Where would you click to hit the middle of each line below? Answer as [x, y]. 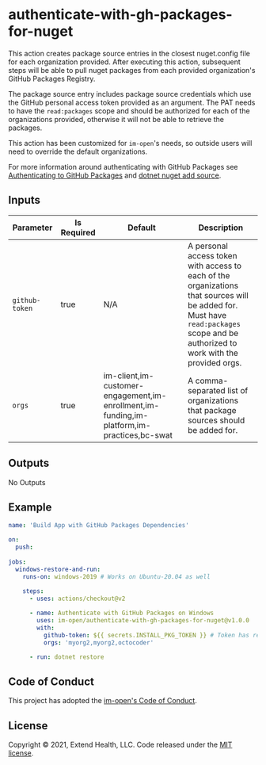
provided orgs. [215, 362]
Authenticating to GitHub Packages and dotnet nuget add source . [115, 175]
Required [78, 232]
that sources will [218, 295]
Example [30, 507]
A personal [207, 246]
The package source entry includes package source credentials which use [130, 94]
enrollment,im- [131, 405]
